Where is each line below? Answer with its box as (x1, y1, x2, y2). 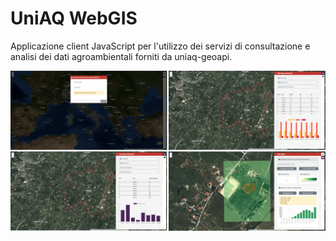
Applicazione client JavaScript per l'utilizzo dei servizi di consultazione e (10, 40, 311, 52)
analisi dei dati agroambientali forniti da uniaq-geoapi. (10, 50, 233, 62)
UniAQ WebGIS (10, 7, 138, 30)
